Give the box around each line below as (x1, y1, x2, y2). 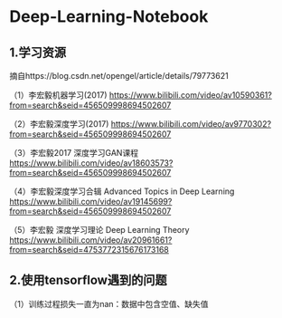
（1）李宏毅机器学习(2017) (9, 90, 108, 101)
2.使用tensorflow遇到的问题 (9, 273, 167, 288)
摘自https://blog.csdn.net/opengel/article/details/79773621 (9, 71, 229, 81)
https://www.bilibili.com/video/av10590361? (108, 90, 273, 101)
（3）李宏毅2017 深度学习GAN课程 (9, 148, 138, 158)
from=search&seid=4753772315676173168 (9, 245, 170, 255)
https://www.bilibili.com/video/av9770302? (110, 119, 272, 129)
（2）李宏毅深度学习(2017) (9, 119, 109, 129)
